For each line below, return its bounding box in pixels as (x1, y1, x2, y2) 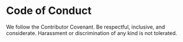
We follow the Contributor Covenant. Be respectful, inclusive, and (6, 23, 165, 30)
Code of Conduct (6, 4, 91, 17)
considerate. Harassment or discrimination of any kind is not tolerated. (6, 29, 178, 36)
